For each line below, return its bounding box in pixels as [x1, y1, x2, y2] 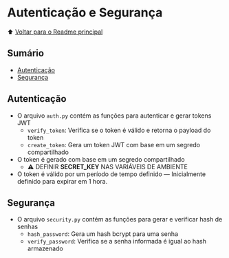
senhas [17, 222, 39, 231]
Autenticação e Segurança [7, 5, 163, 21]
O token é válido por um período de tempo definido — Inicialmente [17, 170, 206, 178]
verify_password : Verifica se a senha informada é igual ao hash [27, 237, 206, 246]
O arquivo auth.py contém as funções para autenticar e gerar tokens [17, 111, 212, 120]
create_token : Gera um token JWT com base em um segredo [27, 140, 201, 149]
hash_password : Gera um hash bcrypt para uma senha [27, 230, 179, 238]
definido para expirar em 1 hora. [17, 177, 108, 185]
